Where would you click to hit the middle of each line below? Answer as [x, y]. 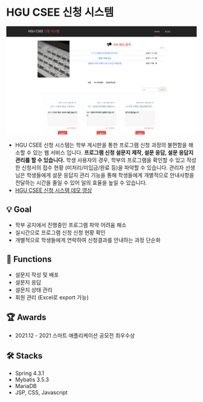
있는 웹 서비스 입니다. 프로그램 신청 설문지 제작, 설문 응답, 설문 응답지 [113, 152]
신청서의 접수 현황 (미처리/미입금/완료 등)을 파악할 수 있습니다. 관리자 [103, 167]
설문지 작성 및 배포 [37, 275]
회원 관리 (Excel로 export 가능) [52, 297]
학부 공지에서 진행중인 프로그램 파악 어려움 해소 [71, 225]
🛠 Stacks [24, 356]
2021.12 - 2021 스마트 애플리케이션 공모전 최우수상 [75, 336]
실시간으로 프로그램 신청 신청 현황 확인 [60, 232]
